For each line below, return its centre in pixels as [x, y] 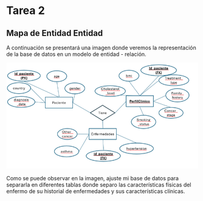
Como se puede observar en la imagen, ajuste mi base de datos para [93, 178]
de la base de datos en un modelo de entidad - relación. [77, 54]
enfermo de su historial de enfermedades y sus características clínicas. [96, 191]
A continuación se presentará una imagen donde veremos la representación [101, 48]
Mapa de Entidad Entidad [55, 33]
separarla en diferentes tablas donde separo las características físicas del [99, 185]
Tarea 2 [26, 11]
